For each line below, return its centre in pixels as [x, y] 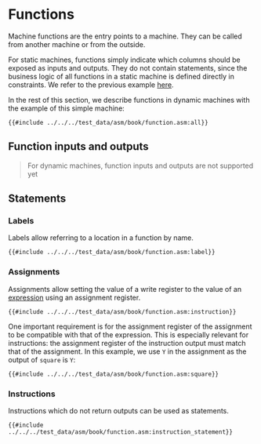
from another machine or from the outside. [77, 44]
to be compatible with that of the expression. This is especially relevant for [129, 334]
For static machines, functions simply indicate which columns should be [124, 60]
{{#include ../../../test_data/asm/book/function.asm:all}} [109, 122]
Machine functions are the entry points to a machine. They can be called [125, 36]
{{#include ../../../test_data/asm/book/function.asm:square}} [114, 374]
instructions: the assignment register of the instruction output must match [127, 343]
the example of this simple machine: [67, 108]
